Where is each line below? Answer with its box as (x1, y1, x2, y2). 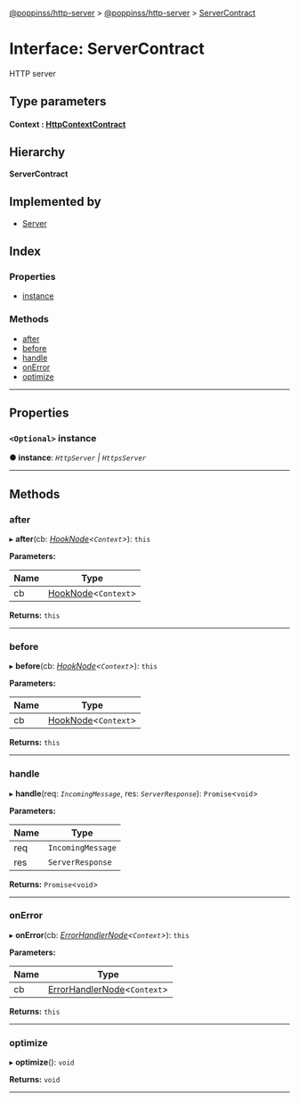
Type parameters (9, 94, 107, 110)
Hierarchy (9, 144, 66, 160)
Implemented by (9, 194, 101, 210)
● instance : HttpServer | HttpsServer (9, 452, 147, 463)
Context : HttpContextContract (9, 119, 126, 129)
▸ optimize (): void (9, 1057, 75, 1068)
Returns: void (9, 1074, 61, 1085)
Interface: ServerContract (9, 39, 205, 59)
